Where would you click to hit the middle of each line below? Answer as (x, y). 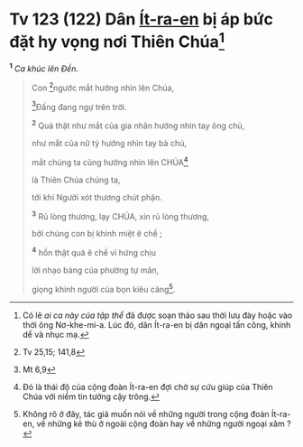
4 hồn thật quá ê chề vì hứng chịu (93, 251)
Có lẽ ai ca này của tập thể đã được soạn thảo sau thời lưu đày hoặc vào (157, 315)
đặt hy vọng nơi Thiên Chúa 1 (117, 40)
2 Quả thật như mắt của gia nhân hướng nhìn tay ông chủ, (138, 125)
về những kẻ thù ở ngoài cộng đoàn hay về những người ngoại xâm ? (164, 424)
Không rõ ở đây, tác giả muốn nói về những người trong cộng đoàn (146, 414)
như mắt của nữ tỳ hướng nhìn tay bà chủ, (109, 143)
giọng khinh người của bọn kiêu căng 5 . (103, 288)
